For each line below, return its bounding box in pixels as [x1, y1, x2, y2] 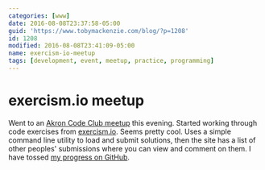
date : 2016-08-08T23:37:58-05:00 [8, 19, 121, 27]
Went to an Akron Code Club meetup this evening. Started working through [8, 118, 258, 127]
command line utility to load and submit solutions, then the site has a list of [8, 135, 256, 145]
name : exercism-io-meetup [8, 49, 95, 57]
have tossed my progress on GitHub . [8, 152, 130, 162]
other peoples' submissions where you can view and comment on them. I [8, 143, 251, 153]
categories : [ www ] [8, 11, 70, 20]
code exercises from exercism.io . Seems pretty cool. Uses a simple [8, 126, 232, 136]
